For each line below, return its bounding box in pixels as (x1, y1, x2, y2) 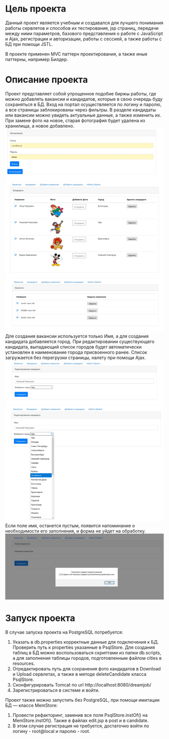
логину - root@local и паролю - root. (12, 728, 91, 734)
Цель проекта (5, 3, 66, 15)
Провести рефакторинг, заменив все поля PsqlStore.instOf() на (12, 712, 148, 718)
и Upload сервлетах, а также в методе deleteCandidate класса (12, 671, 147, 677)
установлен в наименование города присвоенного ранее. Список (5, 349, 147, 355)
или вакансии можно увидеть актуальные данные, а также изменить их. (5, 112, 162, 118)
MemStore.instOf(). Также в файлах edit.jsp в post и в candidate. (12, 717, 149, 724)
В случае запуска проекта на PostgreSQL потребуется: (5, 629, 123, 636)
